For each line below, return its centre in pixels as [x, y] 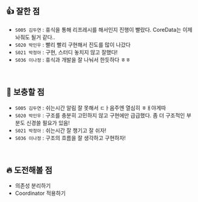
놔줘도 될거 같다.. [35, 37]
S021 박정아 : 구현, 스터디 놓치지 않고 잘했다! [66, 52]
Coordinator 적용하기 [40, 193]
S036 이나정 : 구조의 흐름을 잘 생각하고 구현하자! [70, 138]
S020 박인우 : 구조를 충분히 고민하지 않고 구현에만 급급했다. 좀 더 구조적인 [100, 115]
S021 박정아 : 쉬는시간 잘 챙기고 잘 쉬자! [60, 130]
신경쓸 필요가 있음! [48, 123]
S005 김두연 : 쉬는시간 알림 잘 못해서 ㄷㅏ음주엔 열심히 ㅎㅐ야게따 [91, 108]
